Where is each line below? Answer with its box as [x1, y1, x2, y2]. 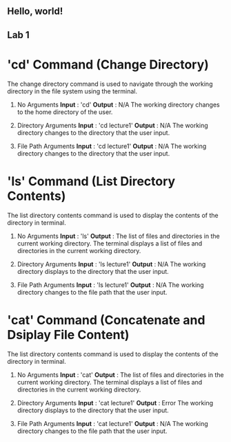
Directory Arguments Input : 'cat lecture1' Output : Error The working [17, 398, 214, 407]
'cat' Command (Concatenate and [7, 312, 205, 328]
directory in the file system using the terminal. [7, 86, 138, 95]
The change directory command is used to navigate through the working [7, 80, 213, 88]
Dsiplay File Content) [7, 326, 130, 342]
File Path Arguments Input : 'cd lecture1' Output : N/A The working [17, 142, 207, 150]
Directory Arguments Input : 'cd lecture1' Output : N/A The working [17, 121, 208, 129]
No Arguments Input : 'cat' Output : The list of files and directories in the [17, 370, 224, 379]
